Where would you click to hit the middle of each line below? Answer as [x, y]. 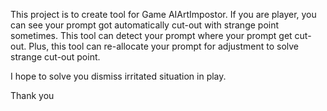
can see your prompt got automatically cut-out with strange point [145, 25]
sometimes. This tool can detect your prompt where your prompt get [151, 35]
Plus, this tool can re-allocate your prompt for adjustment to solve [164, 46]
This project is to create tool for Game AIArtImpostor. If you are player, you [163, 14]
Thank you [32, 95]
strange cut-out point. [55, 57]
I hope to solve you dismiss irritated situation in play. [118, 76]
